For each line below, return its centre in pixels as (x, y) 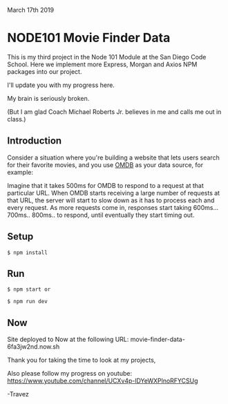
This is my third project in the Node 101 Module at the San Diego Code (107, 57)
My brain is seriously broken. (48, 98)
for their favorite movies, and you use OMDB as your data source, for (105, 164)
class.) (17, 119)
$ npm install (28, 252)
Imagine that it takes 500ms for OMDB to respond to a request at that (105, 185)
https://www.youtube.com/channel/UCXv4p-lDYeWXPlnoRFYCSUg (103, 381)
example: (20, 172)
